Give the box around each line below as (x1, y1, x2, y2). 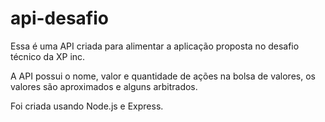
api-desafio (10, 7, 109, 30)
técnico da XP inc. (10, 50, 86, 62)
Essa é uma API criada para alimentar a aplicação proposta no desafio (10, 40, 300, 52)
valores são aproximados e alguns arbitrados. (10, 80, 198, 92)
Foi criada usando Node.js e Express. (10, 100, 164, 112)
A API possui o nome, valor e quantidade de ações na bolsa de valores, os (10, 70, 316, 82)
